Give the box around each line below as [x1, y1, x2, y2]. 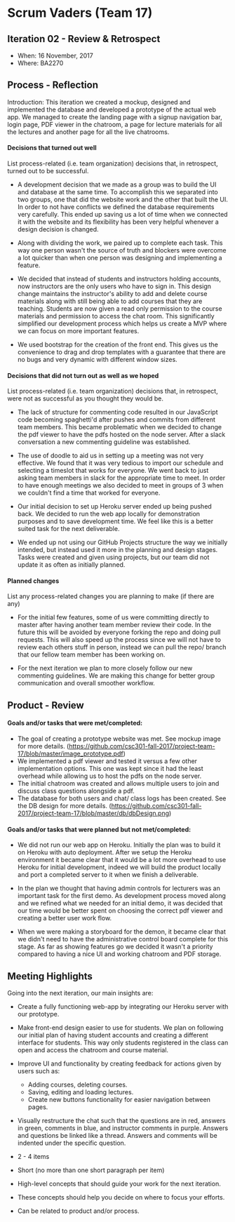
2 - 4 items [17, 1153, 50, 1161]
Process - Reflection [7, 79, 98, 91]
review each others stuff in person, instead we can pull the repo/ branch [17, 643, 227, 652]
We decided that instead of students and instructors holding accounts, [17, 275, 222, 283]
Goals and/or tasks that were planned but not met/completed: [7, 825, 192, 833]
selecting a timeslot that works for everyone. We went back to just [17, 466, 209, 475]
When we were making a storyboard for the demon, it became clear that [17, 927, 227, 936]
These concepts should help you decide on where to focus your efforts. [17, 1193, 225, 1202]
